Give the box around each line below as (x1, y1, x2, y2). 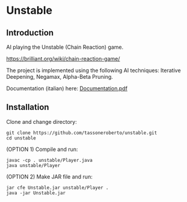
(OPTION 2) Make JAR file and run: (6, 173, 93, 180)
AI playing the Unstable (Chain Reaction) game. (6, 43, 124, 50)
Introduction (6, 28, 54, 38)
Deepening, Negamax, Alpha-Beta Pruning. (6, 73, 113, 80)
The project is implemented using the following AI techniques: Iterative (6, 67, 182, 74)
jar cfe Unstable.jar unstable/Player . (6, 185, 109, 191)
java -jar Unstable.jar (6, 190, 66, 196)
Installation (6, 102, 49, 112)
